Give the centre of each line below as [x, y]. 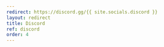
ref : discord [23, 29]
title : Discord [26, 23]
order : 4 [18, 35]
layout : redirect [29, 18]
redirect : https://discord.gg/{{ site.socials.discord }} [82, 12]
